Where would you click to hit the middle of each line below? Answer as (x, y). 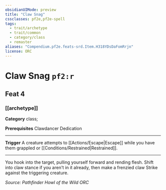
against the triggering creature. (37, 173)
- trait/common (25, 33)
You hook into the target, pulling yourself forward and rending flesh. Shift (79, 162)
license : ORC (19, 51)
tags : (11, 24)
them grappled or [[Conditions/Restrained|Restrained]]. (61, 148)
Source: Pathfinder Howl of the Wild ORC (47, 183)
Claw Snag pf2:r (40, 76)
